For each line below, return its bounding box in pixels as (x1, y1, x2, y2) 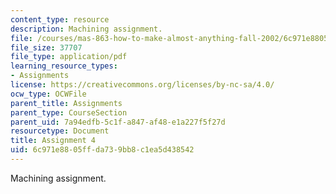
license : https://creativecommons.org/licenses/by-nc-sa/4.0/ (10, 80, 275, 90)
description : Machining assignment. (10, 24, 163, 34)
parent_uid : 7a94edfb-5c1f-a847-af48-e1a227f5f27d (10, 117, 226, 127)
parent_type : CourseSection (10, 107, 128, 118)
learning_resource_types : (10, 61, 118, 71)
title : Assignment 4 (10, 136, 97, 146)
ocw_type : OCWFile (10, 89, 87, 99)
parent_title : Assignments (10, 98, 123, 108)
